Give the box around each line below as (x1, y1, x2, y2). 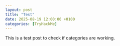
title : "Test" (5, 12, 35, 17)
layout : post (5, 7, 33, 12)
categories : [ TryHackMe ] (5, 21, 57, 26)
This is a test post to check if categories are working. (5, 35, 115, 41)
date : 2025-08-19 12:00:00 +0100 (5, 16, 75, 21)
